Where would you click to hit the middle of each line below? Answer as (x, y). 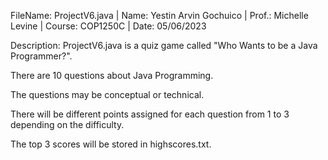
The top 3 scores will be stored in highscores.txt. (111, 144)
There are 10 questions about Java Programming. (112, 75)
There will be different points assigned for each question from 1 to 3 (150, 114)
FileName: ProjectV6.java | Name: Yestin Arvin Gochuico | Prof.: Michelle (159, 15)
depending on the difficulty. (67, 124)
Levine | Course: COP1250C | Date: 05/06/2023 (108, 26)
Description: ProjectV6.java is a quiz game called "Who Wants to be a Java (164, 45)
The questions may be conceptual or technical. (107, 94)
